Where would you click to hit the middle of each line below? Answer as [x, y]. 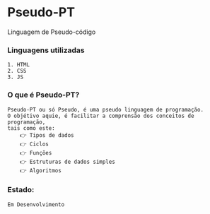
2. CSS [17, 71]
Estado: [21, 190]
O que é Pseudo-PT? [43, 95]
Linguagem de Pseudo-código [52, 32]
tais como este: [31, 128]
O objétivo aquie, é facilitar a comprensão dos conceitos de [101, 116]
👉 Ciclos [35, 144]
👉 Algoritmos [41, 170]
